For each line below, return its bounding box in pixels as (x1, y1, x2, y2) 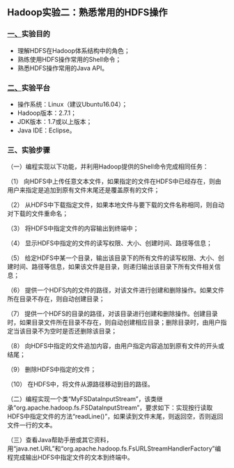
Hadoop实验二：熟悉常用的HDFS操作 (7, 6, 169, 19)
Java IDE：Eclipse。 (17, 126, 76, 134)
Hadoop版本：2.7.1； (17, 109, 77, 117)
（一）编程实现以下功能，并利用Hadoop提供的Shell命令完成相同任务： (7, 162, 209, 171)
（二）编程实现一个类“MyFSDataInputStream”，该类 (7, 395, 157, 403)
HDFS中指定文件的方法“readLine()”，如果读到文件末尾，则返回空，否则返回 (7, 412, 224, 421)
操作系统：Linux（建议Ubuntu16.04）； (17, 100, 128, 108)
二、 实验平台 (7, 83, 51, 93)
